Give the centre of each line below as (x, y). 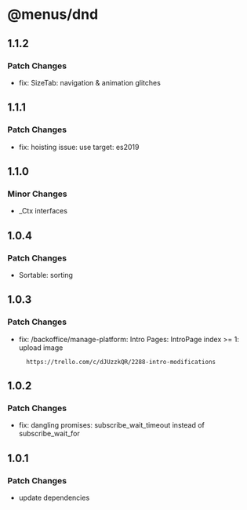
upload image (41, 348)
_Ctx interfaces (43, 211)
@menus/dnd (53, 15)
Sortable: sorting (46, 275)
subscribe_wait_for (49, 434)
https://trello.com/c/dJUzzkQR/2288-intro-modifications (121, 362)
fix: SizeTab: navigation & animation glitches (90, 82)
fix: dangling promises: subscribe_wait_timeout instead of (111, 425)
